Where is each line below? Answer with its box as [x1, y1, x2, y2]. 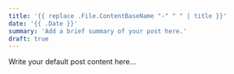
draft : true [8, 34, 49, 43]
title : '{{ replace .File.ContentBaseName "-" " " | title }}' [8, 11, 227, 20]
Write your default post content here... [8, 57, 136, 67]
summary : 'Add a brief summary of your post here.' [8, 27, 187, 35]
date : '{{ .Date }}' [8, 20, 79, 28]
